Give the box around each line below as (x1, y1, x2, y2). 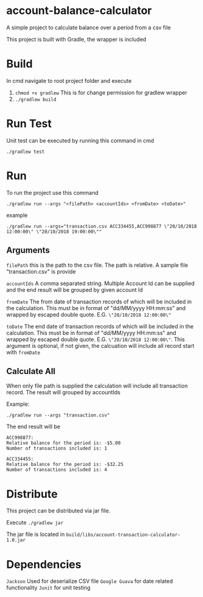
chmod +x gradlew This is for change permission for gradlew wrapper (15, 89, 187, 96)
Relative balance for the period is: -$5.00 (6, 440, 121, 447)
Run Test (6, 117, 52, 131)
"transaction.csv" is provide (6, 267, 76, 275)
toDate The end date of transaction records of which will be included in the (6, 322, 194, 330)
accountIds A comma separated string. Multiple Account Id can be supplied (6, 280, 194, 287)
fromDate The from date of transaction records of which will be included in (6, 298, 192, 305)
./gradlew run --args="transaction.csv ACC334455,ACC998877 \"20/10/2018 (6, 223, 198, 229)
